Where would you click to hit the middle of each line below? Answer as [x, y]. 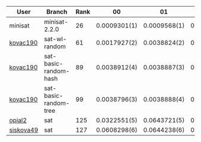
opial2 [18, 120]
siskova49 [24, 130]
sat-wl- [55, 39]
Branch [57, 12]
